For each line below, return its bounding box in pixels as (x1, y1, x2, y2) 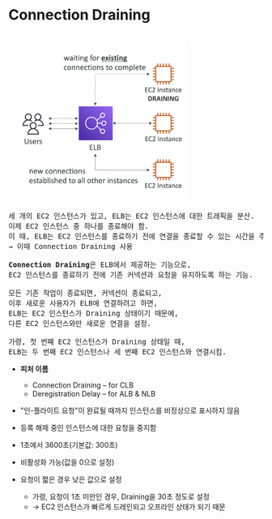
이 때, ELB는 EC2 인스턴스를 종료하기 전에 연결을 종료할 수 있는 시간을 (8, 231, 255, 241)
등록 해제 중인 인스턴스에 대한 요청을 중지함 (19, 422, 157, 432)
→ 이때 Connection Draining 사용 (8, 242, 134, 251)
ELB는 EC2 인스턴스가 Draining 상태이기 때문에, (8, 308, 180, 318)
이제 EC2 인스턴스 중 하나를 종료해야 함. (8, 221, 150, 230)
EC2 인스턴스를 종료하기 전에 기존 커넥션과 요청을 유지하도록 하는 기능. (8, 270, 253, 279)
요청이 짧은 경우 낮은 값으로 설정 (19, 474, 122, 484)
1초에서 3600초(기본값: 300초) (19, 440, 118, 449)
